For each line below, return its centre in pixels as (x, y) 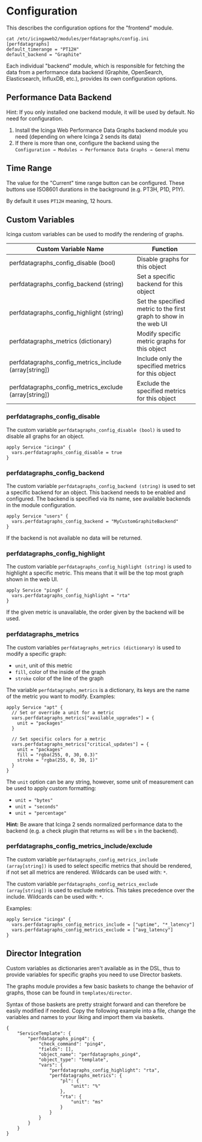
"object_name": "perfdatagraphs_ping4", (90, 1054)
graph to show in (161, 316)
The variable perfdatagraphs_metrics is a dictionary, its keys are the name (98, 690)
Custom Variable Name (70, 249)
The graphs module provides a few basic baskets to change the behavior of (100, 986)
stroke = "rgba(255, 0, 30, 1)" (57, 760)
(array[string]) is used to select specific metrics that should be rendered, (99, 866)
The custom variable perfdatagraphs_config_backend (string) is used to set (101, 485)
